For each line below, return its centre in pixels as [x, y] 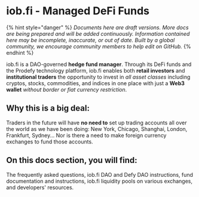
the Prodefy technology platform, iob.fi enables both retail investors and [96, 70]
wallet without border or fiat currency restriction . [67, 89]
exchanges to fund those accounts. [50, 142]
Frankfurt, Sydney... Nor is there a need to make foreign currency [86, 135]
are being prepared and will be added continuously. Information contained [98, 33]
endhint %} [20, 52]
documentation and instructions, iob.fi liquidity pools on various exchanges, [99, 181]
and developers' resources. [40, 187]
